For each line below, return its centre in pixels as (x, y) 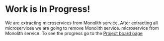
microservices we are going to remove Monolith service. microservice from (82, 28)
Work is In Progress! (48, 9)
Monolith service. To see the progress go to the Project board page (74, 33)
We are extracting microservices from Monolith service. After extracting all (82, 23)
